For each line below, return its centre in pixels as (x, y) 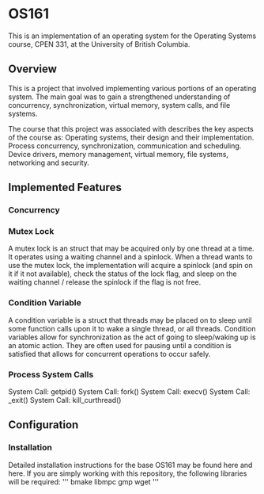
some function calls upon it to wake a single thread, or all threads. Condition (132, 328)
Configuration (43, 425)
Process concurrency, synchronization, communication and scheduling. (125, 146)
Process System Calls (51, 374)
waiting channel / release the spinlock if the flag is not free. (105, 282)
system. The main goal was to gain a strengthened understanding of (119, 97)
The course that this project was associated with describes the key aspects (131, 128)
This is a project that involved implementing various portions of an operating (132, 88)
